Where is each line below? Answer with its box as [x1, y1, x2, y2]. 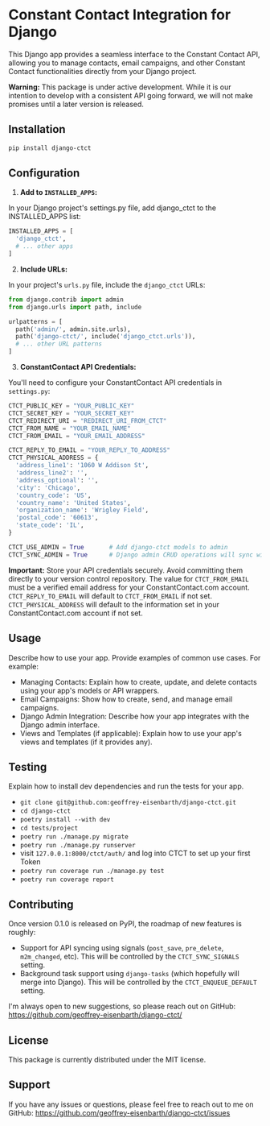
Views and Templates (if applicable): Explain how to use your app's [19, 728, 243, 738]
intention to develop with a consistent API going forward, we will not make [8, 90, 253, 100]
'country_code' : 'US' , [15, 491, 92, 499]
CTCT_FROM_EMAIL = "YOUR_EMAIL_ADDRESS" [8, 432, 146, 440]
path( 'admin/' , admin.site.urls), [15, 325, 131, 333]
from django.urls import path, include [8, 303, 142, 311]
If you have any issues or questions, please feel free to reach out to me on [8, 1099, 255, 1109]
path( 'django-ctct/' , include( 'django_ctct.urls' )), [15, 333, 196, 341]
